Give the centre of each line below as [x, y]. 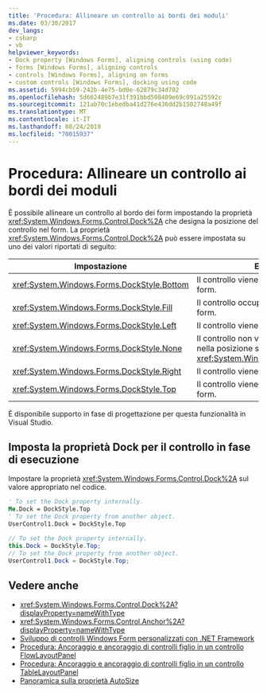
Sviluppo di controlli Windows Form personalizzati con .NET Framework [137, 639]
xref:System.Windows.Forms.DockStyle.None [97, 348]
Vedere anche [44, 585]
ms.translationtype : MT [48, 112]
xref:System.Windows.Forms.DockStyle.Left [95, 325]
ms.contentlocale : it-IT [49, 119]
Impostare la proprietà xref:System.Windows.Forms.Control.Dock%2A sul [128, 479]
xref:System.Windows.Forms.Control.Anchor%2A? [102, 621]
